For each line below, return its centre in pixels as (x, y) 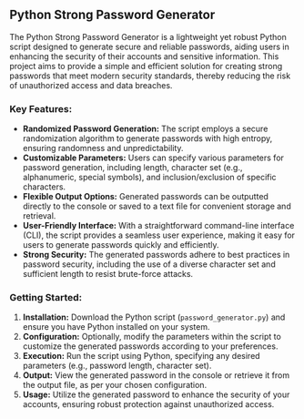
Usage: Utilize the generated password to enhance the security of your (156, 394)
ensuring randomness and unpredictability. (103, 148)
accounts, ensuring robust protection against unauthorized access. (148, 404)
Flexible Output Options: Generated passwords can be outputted (145, 197)
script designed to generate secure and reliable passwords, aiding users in (149, 46)
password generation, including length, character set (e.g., (132, 168)
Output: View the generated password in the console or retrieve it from (156, 375)
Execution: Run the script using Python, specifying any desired (142, 356)
